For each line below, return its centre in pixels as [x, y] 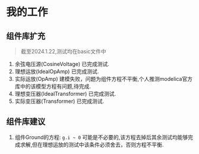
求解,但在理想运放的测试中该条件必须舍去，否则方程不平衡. [92, 144]
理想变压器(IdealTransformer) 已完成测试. [65, 94]
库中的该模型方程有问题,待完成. [53, 86]
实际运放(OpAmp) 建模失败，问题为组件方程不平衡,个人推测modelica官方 [104, 79]
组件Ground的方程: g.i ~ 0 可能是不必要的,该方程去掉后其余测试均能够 [101, 137]
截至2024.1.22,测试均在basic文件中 [64, 51]
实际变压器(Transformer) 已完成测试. [59, 101]
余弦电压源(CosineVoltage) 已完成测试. [62, 64]
